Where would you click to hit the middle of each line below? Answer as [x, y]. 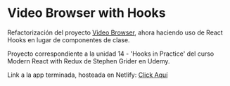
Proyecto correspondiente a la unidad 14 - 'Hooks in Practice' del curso [111, 54]
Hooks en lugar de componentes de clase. [69, 39]
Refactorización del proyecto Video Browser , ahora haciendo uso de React [115, 32]
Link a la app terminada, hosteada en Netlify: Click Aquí [88, 75]
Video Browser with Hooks [87, 13]
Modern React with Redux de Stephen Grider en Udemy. [89, 61]
